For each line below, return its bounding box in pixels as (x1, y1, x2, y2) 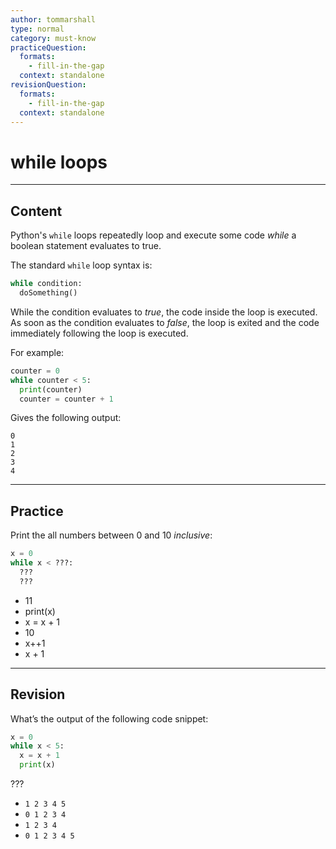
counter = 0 (10, 366, 60, 376)
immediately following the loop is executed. (10, 327, 189, 339)
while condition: (10, 279, 83, 289)
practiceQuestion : (10, 42, 87, 53)
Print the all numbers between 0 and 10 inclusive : (10, 529, 213, 541)
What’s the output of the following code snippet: (10, 712, 209, 725)
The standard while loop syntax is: (10, 259, 153, 271)
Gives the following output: (10, 412, 122, 424)
